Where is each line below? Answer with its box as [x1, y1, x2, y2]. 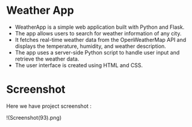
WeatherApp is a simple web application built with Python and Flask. [14, 23, 185, 31]
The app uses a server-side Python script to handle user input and [14, 49, 180, 56]
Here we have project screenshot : [6, 102, 92, 110]
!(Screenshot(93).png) [6, 114, 62, 121]
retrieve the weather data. [14, 55, 79, 62]
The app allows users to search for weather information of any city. [14, 29, 182, 37]
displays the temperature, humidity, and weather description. [14, 43, 167, 50]
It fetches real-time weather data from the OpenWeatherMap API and [14, 36, 187, 43]
